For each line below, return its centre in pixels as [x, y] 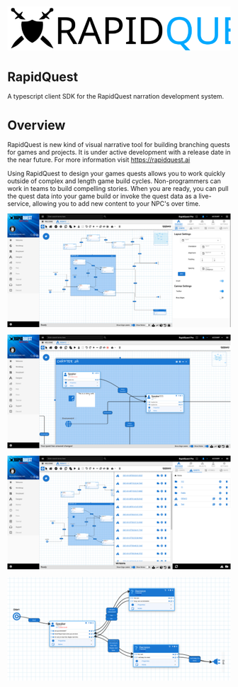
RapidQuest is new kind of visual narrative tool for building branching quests [119, 145]
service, [19, 204]
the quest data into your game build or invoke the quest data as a [102, 196]
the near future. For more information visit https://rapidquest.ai [99, 160]
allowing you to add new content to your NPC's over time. [116, 204]
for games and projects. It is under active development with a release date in [119, 153]
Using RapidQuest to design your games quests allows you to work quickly [116, 174]
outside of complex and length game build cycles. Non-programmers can [114, 181]
